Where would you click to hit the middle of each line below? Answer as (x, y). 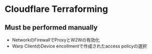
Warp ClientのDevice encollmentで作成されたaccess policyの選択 (80, 46)
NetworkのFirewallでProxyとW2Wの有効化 (56, 40)
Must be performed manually (51, 27)
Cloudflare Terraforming (56, 9)
